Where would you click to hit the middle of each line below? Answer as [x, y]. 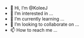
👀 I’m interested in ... [32, 13]
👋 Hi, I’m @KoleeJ [29, 8]
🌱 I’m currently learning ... [37, 19]
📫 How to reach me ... [34, 30]
